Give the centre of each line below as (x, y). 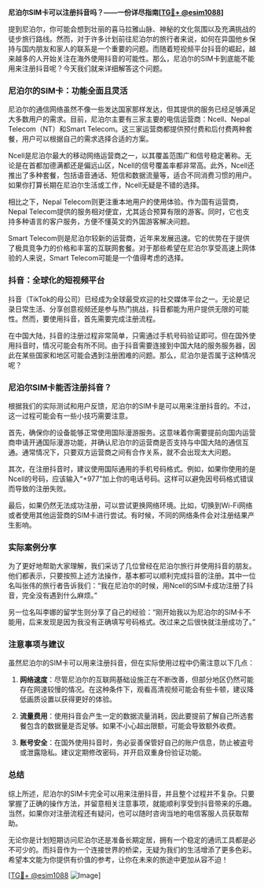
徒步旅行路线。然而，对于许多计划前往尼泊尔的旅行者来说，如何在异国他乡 (128, 39)
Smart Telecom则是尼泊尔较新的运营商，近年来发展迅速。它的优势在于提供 (129, 239)
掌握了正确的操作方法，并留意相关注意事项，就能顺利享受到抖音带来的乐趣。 (132, 803)
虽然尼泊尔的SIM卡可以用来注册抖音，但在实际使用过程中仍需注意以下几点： (132, 663)
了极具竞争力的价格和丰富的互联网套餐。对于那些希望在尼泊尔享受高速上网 (128, 248)
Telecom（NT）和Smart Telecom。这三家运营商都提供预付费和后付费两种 (127, 129)
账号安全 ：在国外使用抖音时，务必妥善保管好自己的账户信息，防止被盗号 (136, 742)
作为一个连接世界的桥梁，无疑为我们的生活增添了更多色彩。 (159, 849)
